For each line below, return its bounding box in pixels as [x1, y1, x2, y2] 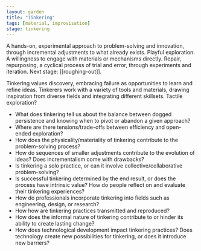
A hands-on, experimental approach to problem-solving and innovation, [6, 42, 185, 50]
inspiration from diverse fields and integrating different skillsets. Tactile [6, 93, 183, 100]
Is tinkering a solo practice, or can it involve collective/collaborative [14, 162, 183, 169]
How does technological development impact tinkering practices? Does [14, 226, 193, 233]
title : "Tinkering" [6, 15, 56, 21]
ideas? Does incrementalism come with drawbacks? [14, 155, 145, 163]
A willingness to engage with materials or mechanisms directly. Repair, [6, 55, 182, 62]
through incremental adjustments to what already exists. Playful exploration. [6, 49, 195, 56]
